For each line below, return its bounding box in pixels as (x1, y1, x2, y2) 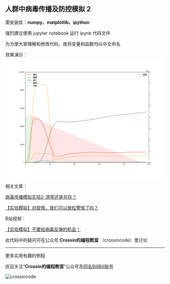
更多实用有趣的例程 (5, 253, 46, 259)
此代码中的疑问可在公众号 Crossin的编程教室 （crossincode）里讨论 (5, 237, 148, 243)
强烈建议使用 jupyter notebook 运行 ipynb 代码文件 (5, 30, 111, 36)
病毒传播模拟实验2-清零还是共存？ (5, 194, 77, 200)
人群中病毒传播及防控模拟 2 (5, 5, 91, 14)
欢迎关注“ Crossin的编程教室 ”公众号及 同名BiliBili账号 (5, 263, 114, 269)
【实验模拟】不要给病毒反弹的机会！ (5, 226, 81, 232)
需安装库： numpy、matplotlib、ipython (5, 19, 90, 25)
